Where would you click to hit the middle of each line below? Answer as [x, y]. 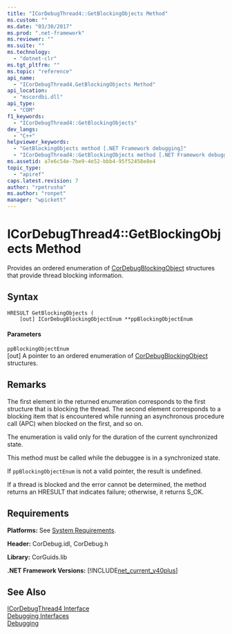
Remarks [27, 385]
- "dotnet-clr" [35, 59]
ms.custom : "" [28, 20]
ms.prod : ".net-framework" [46, 33]
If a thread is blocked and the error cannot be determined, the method [107, 484]
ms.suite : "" [26, 46]
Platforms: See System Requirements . [61, 530]
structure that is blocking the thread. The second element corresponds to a [114, 409]
